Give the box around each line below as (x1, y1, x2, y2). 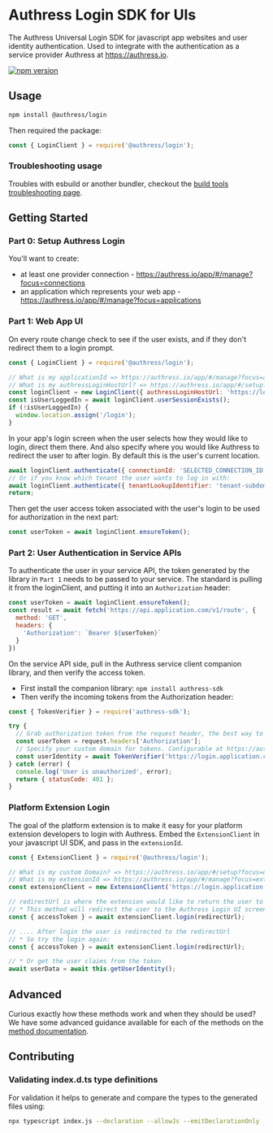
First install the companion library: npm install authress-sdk (19, 683, 223, 692)
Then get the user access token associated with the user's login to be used (8, 504, 260, 514)
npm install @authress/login (8, 111, 107, 119)
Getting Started (8, 211, 89, 225)
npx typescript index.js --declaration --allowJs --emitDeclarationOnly (8, 1117, 260, 1125)
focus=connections (19, 278, 86, 288)
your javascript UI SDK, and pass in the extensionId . (8, 837, 184, 847)
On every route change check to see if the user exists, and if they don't (8, 334, 246, 344)
